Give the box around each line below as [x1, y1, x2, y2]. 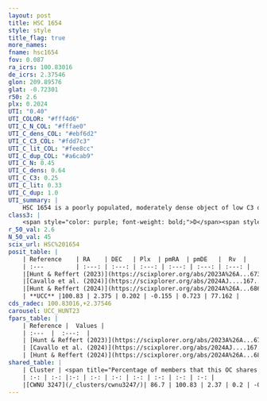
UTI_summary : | [8, 196, 59, 204]
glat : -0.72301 [8, 85, 59, 94]
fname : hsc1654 [8, 48, 59, 56]
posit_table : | [8, 248, 59, 256]
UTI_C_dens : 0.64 [8, 167, 66, 175]
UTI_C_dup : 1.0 [8, 188, 59, 197]
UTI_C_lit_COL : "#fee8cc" [8, 145, 94, 152]
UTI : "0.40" [8, 108, 48, 116]
